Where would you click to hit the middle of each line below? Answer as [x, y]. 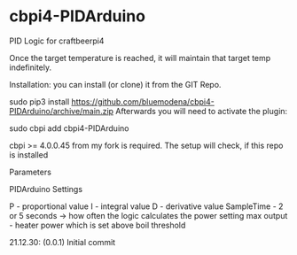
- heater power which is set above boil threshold [98, 225]
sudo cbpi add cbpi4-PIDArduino [69, 128]
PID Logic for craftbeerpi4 [57, 41]
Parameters [30, 172]
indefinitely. [30, 67]
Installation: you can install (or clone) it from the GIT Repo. [115, 84]
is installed [29, 155]
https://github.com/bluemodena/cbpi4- [142, 101]
